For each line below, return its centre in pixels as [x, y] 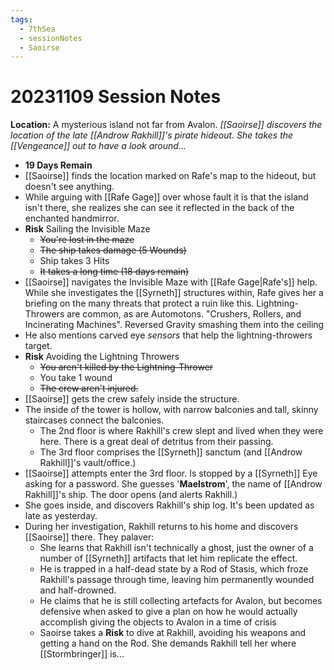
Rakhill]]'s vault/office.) [88, 463]
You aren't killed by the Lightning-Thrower [126, 367]
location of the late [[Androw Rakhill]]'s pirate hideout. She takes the [152, 135]
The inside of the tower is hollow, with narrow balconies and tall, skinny [171, 410]
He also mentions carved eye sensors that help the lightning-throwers [168, 335]
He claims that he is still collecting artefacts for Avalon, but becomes [181, 601]
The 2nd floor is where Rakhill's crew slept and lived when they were [181, 431]
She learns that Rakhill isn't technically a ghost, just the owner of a [176, 548]
